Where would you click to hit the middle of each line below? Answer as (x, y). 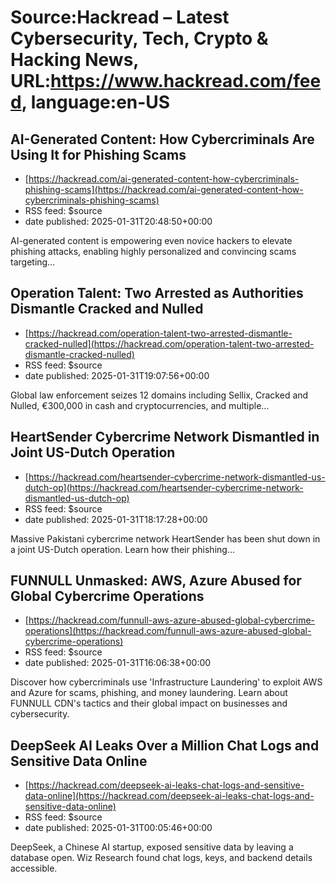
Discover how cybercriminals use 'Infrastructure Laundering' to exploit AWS (166, 682)
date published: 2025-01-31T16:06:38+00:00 (118, 663)
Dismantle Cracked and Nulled (107, 309)
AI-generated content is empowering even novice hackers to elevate (151, 240)
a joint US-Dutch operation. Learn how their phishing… (122, 549)
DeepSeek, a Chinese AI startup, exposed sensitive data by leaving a (152, 847)
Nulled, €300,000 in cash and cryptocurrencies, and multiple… (140, 405)
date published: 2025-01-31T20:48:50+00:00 (118, 221)
